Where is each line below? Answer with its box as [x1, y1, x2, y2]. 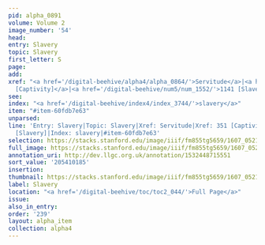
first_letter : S [8, 56, 62, 64]
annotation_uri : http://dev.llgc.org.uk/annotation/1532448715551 [8, 151, 231, 159]
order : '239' [8, 210, 51, 218]
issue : [8, 195, 30, 203]
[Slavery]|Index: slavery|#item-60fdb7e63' [15, 129, 160, 137]
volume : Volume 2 [8, 19, 65, 27]
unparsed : [8, 115, 41, 122]
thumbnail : [8, 173, 44, 182]
